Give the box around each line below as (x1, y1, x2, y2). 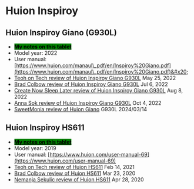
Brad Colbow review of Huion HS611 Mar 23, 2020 (14, 170, 136, 177)
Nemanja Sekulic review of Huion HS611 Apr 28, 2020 (14, 175, 145, 183)
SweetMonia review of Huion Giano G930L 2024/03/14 (14, 106, 148, 112)
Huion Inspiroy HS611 (5, 122, 85, 133)
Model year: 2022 (14, 49, 58, 57)
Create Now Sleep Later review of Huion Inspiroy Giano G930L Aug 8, (14, 87, 183, 94)
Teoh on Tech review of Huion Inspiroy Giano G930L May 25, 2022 (14, 75, 176, 81)
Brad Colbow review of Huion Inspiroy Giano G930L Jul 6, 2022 (14, 81, 168, 88)
